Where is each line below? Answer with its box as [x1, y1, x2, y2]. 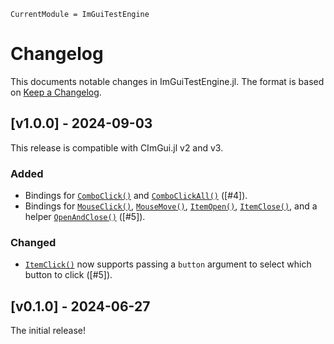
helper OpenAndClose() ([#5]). [24, 211, 146, 223]
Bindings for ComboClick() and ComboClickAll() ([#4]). [24, 190, 248, 202]
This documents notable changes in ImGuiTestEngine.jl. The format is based [10, 75, 325, 87]
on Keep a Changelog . [10, 86, 102, 98]
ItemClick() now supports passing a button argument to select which [24, 258, 312, 270]
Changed [10, 235, 57, 249]
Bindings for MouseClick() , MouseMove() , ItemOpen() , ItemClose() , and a [24, 200, 318, 212]
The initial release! [10, 325, 86, 337]
